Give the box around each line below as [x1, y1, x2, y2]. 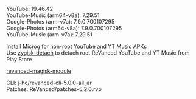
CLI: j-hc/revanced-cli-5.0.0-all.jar [6, 79, 93, 86]
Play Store [6, 56, 32, 63]
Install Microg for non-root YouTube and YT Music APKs [6, 43, 147, 50]
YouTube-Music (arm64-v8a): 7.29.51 [6, 12, 100, 19]
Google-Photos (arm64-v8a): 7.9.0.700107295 [6, 24, 122, 32]
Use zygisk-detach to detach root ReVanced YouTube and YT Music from [6, 49, 190, 56]
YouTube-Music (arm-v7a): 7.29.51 [6, 31, 93, 38]
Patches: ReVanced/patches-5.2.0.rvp [6, 86, 102, 93]
